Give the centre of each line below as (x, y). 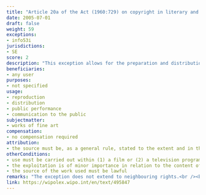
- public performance (34, 109)
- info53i (19, 40)
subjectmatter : (26, 120)
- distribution (26, 103)
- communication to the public (46, 114)
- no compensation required (42, 137)
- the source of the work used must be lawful (67, 171)
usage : (15, 92)
